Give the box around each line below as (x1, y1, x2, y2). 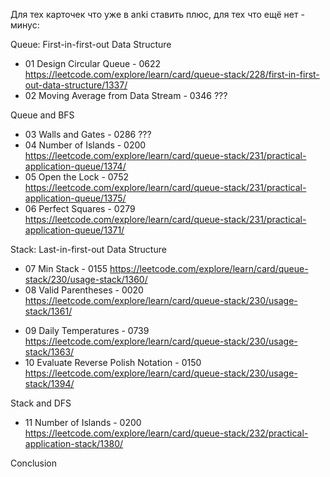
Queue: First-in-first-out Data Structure (10, 39, 172, 50)
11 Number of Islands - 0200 (24, 417, 142, 428)
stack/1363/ (24, 346, 75, 358)
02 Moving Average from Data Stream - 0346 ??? (24, 90, 228, 101)
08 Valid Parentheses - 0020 (24, 284, 144, 296)
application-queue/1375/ (24, 192, 127, 204)
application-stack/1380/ (24, 438, 124, 449)
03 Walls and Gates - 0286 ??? (24, 129, 152, 140)
